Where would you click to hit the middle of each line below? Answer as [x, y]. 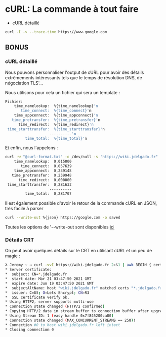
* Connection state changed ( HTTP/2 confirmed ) [55, 307]
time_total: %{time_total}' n [56, 138]
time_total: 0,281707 [48, 194]
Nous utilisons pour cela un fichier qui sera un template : [62, 92]
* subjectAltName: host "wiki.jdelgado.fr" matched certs [67, 288]
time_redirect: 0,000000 [45, 180]
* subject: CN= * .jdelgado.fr [36, 274]
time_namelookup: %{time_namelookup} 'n [56, 106]
